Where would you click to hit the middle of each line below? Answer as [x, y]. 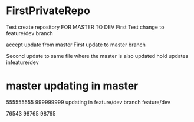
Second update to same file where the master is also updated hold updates [97, 56]
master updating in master [72, 86]
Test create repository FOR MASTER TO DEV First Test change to [85, 27]
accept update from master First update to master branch [76, 45]
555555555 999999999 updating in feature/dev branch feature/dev [88, 102]
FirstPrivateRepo [48, 11]
